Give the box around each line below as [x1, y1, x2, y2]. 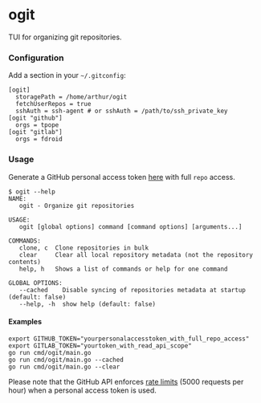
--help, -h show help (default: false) [18, 299, 157, 308]
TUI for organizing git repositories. [8, 32, 122, 42]
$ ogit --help [8, 187, 56, 196]
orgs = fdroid [15, 135, 63, 144]
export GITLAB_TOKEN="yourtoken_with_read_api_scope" [8, 341, 193, 350]
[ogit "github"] [8, 114, 63, 122]
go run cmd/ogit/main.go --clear [8, 363, 120, 371]
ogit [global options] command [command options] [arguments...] [18, 222, 243, 230]
